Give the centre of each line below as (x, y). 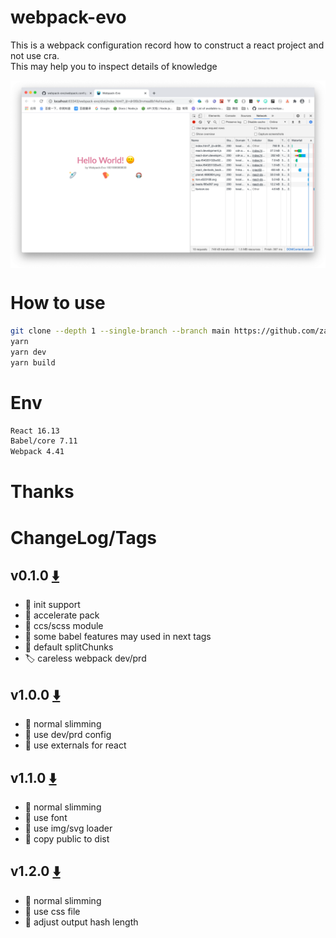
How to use (58, 303)
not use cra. (35, 55)
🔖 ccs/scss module (64, 626)
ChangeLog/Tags (84, 537)
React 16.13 (35, 431)
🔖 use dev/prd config (68, 735)
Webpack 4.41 (37, 452)
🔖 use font (46, 817)
